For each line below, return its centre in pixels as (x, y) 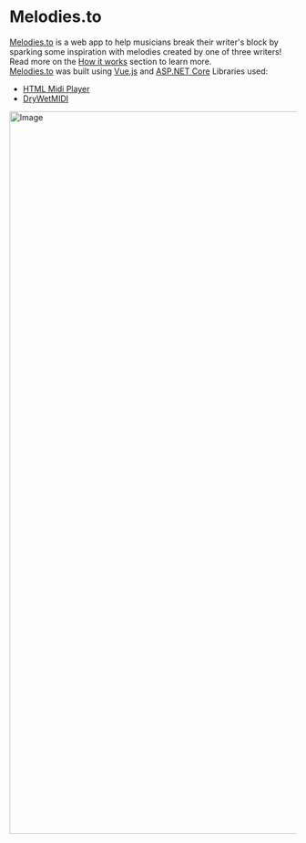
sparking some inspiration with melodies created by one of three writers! (146, 51)
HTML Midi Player (56, 88)
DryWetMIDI (46, 99)
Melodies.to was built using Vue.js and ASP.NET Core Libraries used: (139, 71)
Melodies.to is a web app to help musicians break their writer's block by (144, 42)
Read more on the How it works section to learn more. (111, 61)
